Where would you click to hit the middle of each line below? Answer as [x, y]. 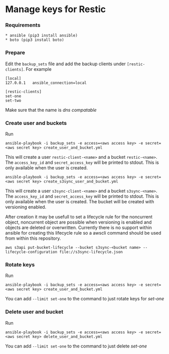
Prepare [15, 53]
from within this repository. [33, 238]
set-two [13, 100]
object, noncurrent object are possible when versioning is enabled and [79, 222]
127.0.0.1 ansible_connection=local [46, 83]
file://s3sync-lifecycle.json [91, 252]
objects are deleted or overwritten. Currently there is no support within [79, 228]
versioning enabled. [26, 207]
